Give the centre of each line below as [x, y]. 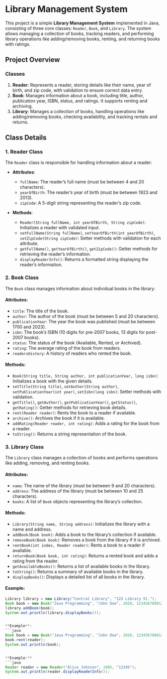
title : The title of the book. [41, 311]
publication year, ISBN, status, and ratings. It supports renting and [80, 101]
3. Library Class [24, 447]
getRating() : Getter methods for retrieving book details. [69, 407]
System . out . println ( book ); [33, 644]
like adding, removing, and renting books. [48, 463]
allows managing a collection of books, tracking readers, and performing [80, 33]
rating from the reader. [35, 561]
